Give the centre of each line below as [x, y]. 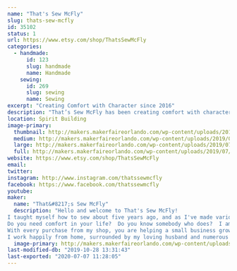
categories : [25, 47]
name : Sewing [45, 100]
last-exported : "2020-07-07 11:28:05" [64, 257]
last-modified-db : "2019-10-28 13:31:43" [69, 250]
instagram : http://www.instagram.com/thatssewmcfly [85, 178]
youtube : [20, 191]
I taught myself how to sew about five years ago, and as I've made [110, 217]
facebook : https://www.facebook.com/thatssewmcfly [83, 184]
